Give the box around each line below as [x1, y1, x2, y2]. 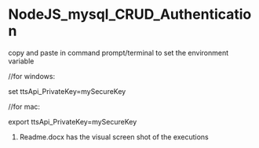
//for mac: [8, 102, 41, 111]
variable [8, 56, 35, 66]
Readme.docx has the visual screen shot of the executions [19, 132, 210, 142]
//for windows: [8, 71, 56, 81]
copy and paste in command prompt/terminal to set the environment [8, 48, 229, 57]
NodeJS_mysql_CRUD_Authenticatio [8, 5, 252, 23]
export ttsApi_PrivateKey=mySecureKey [8, 117, 137, 126]
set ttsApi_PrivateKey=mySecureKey [8, 86, 126, 96]
